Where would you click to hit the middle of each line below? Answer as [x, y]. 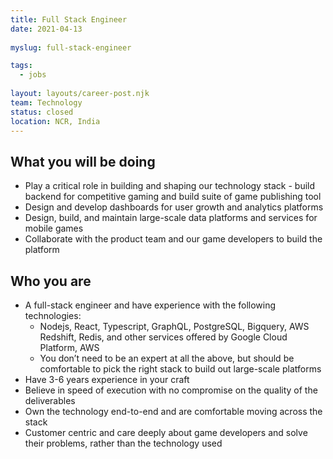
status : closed [42, 112]
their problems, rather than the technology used [123, 443]
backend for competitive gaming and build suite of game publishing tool [173, 197]
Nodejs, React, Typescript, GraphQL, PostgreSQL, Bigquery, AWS [174, 326]
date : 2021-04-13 [46, 29]
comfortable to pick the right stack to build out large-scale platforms [180, 369]
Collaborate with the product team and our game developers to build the [173, 239]
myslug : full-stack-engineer [71, 47]
